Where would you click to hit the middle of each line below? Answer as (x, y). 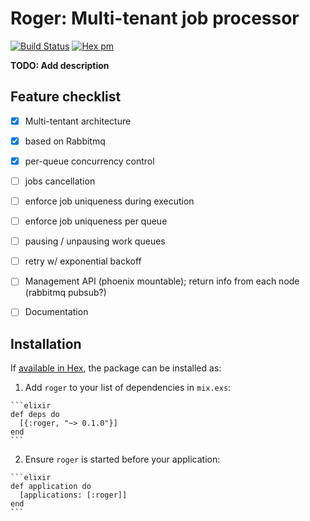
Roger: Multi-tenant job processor (155, 18)
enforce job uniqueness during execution (109, 201)
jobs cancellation (60, 181)
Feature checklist (66, 97)
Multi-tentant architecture (78, 121)
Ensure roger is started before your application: (122, 459)
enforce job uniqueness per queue (96, 221)
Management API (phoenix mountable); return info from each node (162, 281)
